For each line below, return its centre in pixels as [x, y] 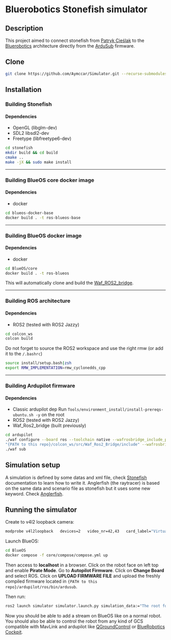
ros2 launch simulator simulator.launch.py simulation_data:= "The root [83, 606]
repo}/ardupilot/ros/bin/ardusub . [41, 586]
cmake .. [15, 157]
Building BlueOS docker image [44, 235]
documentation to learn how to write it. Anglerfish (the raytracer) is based [82, 483]
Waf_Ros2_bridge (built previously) [49, 425]
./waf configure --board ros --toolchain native [58, 440]
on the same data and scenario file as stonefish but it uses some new [78, 488]
